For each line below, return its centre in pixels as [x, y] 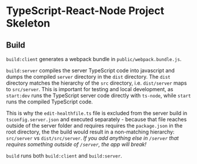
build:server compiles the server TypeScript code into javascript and [91, 71]
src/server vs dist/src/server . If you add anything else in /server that [93, 138]
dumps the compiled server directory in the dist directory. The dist [88, 77]
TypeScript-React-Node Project [85, 11]
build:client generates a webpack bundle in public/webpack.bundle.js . [94, 59]
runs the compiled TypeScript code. [49, 102]
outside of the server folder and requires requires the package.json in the [94, 125]
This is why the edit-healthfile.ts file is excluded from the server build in [97, 113]
